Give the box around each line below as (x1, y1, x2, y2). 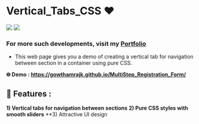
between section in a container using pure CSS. (14, 60, 133, 67)
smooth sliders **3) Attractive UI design (6, 111, 108, 118)
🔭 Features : (6, 88, 52, 99)
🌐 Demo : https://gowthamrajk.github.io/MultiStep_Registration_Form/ (6, 71, 186, 78)
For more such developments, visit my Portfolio (6, 39, 146, 48)
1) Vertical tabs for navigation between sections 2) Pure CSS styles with (6, 104, 188, 111)
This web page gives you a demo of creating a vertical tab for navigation (14, 53, 194, 60)
